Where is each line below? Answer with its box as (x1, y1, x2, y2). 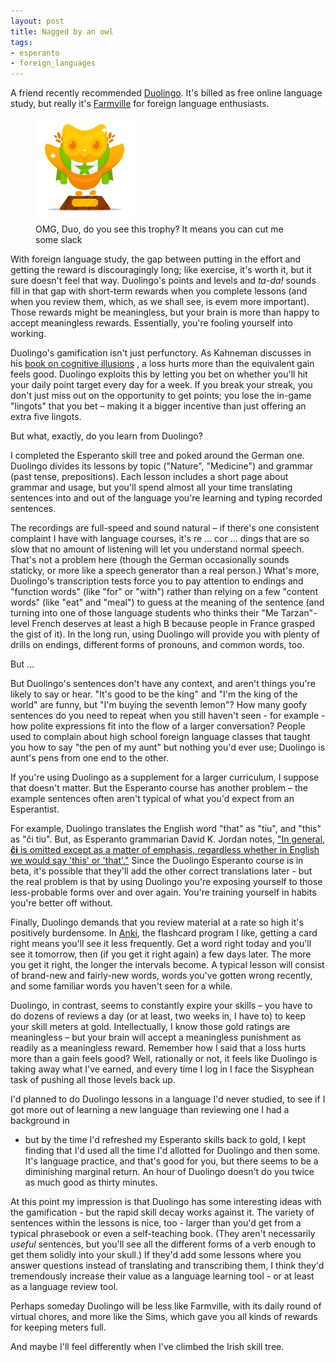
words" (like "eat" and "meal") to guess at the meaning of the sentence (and (10, 596, 325, 609)
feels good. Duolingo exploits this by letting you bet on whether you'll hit (10, 368, 308, 380)
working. (10, 328, 47, 340)
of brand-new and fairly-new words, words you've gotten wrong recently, (10, 970, 313, 982)
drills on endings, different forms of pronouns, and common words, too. (10, 639, 305, 651)
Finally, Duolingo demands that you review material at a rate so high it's (10, 916, 304, 929)
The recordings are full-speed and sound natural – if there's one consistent (10, 522, 320, 534)
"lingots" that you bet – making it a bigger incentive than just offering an (10, 400, 307, 412)
